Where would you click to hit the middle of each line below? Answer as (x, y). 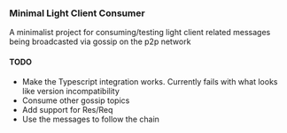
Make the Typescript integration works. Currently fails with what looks (150, 81)
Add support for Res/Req (67, 109)
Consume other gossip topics (76, 100)
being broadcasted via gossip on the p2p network (100, 41)
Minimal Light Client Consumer (77, 13)
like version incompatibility (70, 91)
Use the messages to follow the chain (90, 119)
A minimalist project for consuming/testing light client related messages (140, 33)
